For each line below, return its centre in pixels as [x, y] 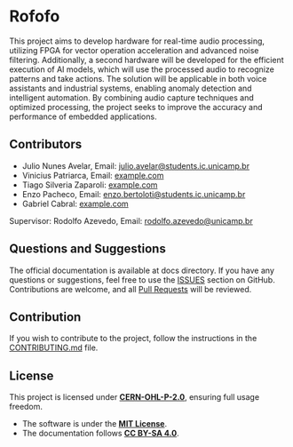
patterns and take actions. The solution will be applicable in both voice [138, 78]
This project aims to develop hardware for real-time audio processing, [137, 41]
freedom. [26, 407]
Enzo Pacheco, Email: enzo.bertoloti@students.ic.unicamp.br [134, 194]
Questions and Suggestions [87, 249]
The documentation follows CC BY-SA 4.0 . [100, 434]
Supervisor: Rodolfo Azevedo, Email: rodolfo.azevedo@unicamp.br [131, 220]
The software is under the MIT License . [94, 424]
